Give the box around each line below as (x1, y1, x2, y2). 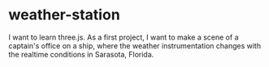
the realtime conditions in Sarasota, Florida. (8, 49, 154, 59)
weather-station (8, 6, 120, 24)
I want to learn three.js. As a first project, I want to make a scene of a (8, 32, 239, 42)
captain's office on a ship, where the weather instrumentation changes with (8, 40, 262, 50)
